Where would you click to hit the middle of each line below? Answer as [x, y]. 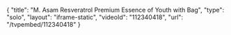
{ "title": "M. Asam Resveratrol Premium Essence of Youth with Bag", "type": [115, 10]
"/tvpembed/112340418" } [43, 24]
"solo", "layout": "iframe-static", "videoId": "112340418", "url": [95, 17]
